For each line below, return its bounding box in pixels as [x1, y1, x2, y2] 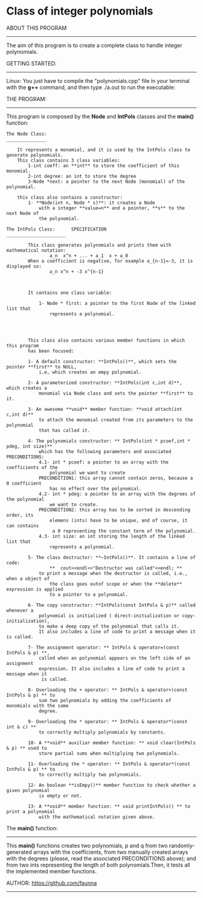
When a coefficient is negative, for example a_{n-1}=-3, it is [28, 258, 193, 264]
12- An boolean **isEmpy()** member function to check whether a [28, 782, 196, 788]
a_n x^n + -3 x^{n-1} [49, 268, 104, 275]
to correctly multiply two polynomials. [38, 772, 142, 778]
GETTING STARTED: [6, 59, 57, 67]
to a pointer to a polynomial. [49, 591, 129, 597]
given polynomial [6, 787, 50, 793]
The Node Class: [6, 131, 47, 137]
